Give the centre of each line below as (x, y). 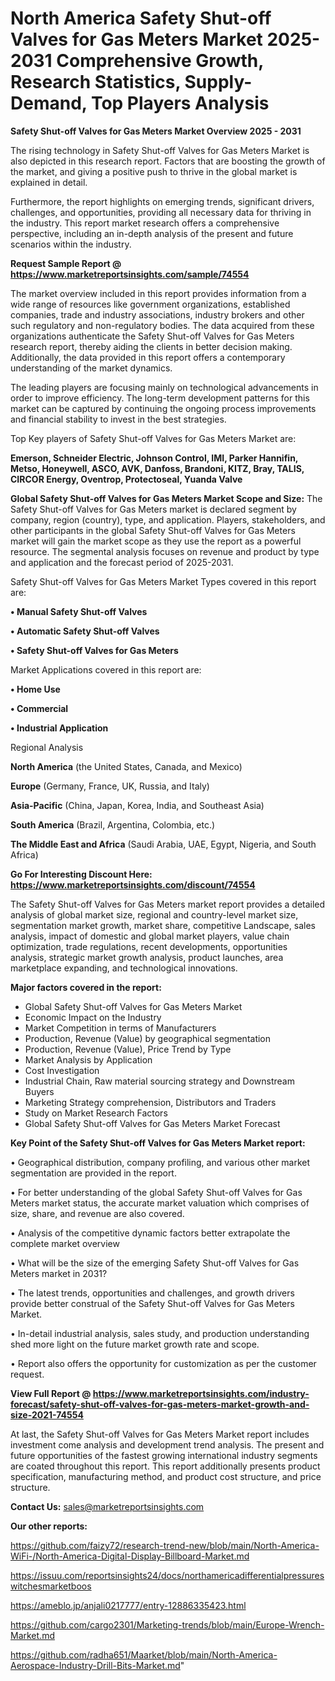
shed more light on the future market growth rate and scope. (135, 1344)
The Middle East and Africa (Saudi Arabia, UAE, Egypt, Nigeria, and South (163, 844)
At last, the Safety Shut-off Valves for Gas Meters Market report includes (160, 1434)
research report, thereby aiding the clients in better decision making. (151, 346)
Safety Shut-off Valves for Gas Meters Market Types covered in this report (163, 581)
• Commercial (39, 708)
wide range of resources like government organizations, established (150, 304)
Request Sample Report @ (66, 263)
